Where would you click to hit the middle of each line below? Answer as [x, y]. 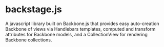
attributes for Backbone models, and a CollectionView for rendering [76, 34]
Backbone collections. [29, 40]
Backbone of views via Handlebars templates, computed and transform [80, 29]
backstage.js [34, 9]
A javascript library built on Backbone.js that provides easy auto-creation [83, 24]
